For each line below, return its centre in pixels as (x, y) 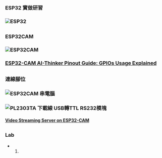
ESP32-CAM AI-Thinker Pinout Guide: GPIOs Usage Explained (81, 63)
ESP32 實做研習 (24, 7)
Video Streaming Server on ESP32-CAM (47, 120)
